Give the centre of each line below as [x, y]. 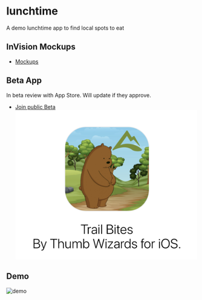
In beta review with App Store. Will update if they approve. [79, 95]
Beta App [24, 81]
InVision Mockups [41, 47]
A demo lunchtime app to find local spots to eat [65, 28]
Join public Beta [35, 106]
